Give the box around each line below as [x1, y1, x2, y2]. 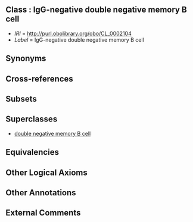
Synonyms [5, 54, 46, 64]
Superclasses [5, 114, 58, 124]
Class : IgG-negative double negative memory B [5, 5, 187, 15]
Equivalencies [5, 147, 59, 157]
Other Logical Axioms [5, 167, 88, 177]
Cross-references [5, 74, 74, 84]
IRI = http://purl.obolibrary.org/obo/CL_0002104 [14, 30, 132, 37]
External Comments [5, 208, 81, 218]
